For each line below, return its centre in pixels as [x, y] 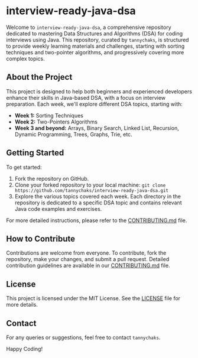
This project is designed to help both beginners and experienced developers [99, 91]
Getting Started [35, 153]
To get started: [24, 167]
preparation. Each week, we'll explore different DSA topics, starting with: [95, 104]
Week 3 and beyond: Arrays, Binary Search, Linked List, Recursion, [97, 128]
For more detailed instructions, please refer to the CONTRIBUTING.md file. [97, 220]
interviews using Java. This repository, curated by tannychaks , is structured [98, 40]
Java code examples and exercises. [58, 209]
